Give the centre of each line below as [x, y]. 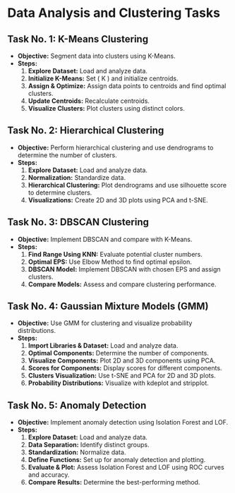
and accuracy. [49, 475]
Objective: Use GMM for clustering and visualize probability [105, 323]
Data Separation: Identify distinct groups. [89, 445]
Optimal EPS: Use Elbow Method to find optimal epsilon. [110, 262]
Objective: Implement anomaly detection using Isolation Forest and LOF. [123, 422]
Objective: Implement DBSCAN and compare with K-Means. [105, 239]
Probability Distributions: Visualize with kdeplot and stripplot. [119, 383]
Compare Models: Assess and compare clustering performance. [122, 284]
